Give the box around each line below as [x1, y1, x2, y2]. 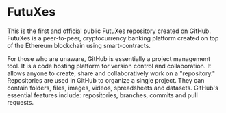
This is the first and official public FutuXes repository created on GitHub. [7, 27, 211, 35]
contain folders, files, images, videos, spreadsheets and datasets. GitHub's [7, 84, 219, 92]
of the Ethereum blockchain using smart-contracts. [7, 41, 151, 49]
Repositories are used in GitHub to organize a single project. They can [7, 76, 205, 84]
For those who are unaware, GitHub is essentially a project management [7, 54, 211, 62]
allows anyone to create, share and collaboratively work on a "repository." [7, 69, 216, 77]
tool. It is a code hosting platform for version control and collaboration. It [7, 62, 212, 70]
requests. [7, 98, 34, 106]
